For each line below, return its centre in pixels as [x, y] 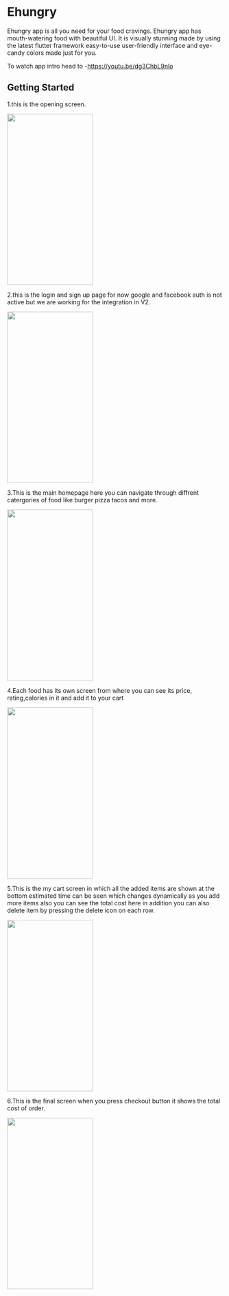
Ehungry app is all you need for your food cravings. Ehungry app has [104, 31]
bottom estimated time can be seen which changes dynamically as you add [113, 896]
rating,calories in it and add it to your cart [65, 698]
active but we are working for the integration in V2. [79, 302]
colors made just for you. [62, 53]
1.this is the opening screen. [47, 104]
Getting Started [41, 87]
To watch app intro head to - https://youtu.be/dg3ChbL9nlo [90, 66]
